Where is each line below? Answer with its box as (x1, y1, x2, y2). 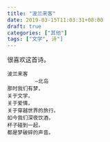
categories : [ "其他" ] (7, 29, 68, 37)
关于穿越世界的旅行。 (7, 108, 59, 114)
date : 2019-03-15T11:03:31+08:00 (7, 17, 104, 23)
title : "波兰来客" (7, 10, 57, 17)
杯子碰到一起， (7, 122, 44, 129)
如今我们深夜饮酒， (7, 114, 54, 121)
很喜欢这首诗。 (7, 56, 50, 64)
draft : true (7, 23, 42, 30)
